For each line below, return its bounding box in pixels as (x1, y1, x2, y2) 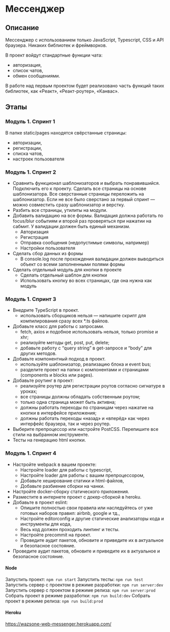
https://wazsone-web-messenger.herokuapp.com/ (5, 621, 111, 627)
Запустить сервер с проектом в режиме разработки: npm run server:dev (5, 582, 164, 588)
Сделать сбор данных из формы (12, 250, 83, 256)
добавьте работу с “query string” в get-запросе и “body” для (20, 345, 152, 351)
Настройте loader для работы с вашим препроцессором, (20, 472, 145, 478)
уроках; (20, 388, 37, 395)
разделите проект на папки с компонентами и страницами (20, 367, 149, 373)
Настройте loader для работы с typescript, (20, 466, 112, 473)
